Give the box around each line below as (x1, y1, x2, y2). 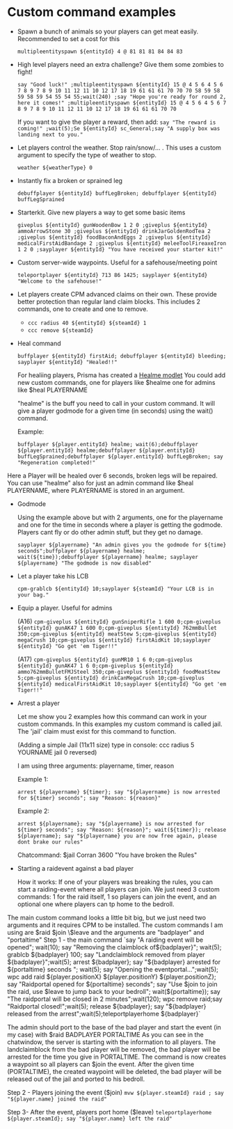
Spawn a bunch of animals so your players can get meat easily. (17, 27, 199, 35)
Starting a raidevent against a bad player (17, 864, 134, 872)
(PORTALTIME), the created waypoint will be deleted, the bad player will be (7, 1067, 222, 1075)
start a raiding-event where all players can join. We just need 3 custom (17, 885, 220, 893)
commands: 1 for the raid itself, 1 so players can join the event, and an (17, 892, 217, 901)
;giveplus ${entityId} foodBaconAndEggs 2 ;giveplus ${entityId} (17, 234, 211, 241)
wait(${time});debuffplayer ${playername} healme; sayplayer (17, 553, 199, 560)
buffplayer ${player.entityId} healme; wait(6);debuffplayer (17, 441, 199, 448)
